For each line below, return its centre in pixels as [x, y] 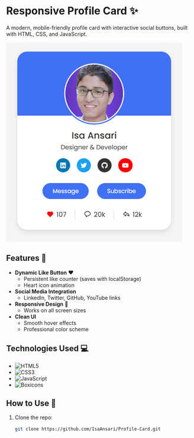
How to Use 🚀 [31, 403]
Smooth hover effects [50, 323]
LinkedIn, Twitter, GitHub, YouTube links [72, 298]
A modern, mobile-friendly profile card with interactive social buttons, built [97, 27]
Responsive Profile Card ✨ [72, 11]
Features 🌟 [26, 258]
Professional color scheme [56, 329]
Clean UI [25, 316]
